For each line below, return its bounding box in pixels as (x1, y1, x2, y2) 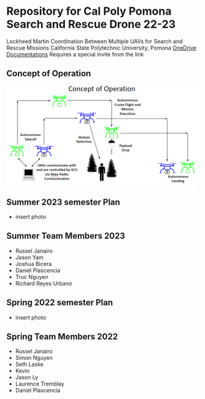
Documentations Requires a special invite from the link (6, 50, 144, 58)
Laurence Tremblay (15, 380, 64, 387)
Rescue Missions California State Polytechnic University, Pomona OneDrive (6, 44, 196, 51)
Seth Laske (15, 360, 44, 368)
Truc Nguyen (15, 273, 48, 280)
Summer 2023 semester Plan (6, 197, 121, 207)
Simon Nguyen (15, 354, 53, 362)
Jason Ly (15, 374, 39, 381)
